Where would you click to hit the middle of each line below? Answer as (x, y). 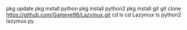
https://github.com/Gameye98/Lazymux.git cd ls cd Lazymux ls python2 (94, 15)
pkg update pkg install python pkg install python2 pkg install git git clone (93, 9)
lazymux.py (20, 21)
